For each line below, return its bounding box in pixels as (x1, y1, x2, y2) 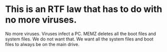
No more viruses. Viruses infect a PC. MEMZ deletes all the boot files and (5, 30, 156, 36)
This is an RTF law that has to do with (5, 3, 162, 15)
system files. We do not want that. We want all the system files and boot (5, 36, 153, 42)
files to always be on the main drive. (5, 41, 79, 47)
